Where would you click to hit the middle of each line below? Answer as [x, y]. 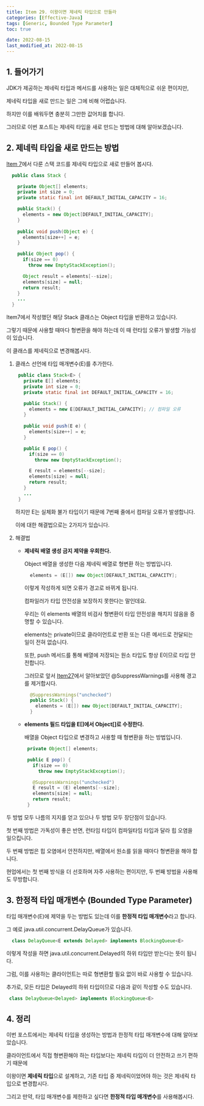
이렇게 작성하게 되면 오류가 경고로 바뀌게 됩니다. [81, 588]
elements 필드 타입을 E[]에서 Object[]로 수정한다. [84, 724]
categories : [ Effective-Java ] [45, 18]
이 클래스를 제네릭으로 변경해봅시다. [49, 351]
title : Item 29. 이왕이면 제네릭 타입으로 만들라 [62, 12]
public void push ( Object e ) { [56, 232]
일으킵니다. [19, 838]
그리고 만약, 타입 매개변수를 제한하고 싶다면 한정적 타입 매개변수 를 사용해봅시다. [100, 1097]
